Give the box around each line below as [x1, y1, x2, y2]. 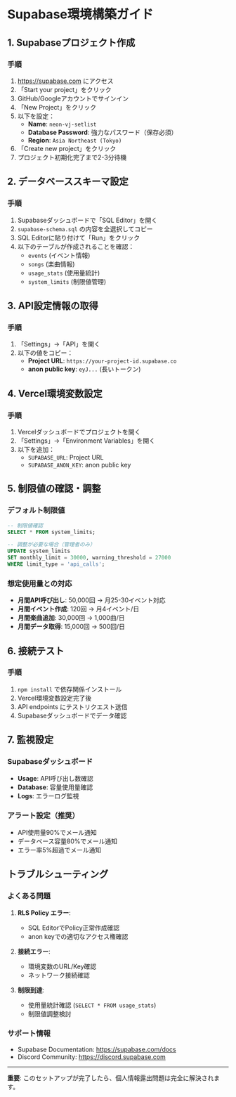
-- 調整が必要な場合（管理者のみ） [7, 541, 96, 548]
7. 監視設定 [7, 734, 54, 746]
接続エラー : [17, 947, 51, 956]
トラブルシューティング [7, 869, 109, 881]
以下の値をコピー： [17, 349, 74, 357]
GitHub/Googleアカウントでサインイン [17, 94, 129, 103]
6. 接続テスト [7, 644, 65, 657]
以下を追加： [17, 445, 55, 453]
